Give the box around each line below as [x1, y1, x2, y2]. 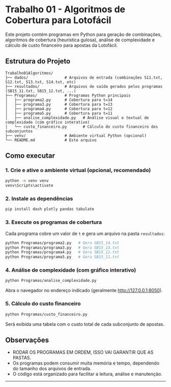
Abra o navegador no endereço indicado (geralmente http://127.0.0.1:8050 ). [5, 287, 163, 294]
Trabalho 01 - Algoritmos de [5, 4, 126, 15]
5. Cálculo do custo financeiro [5, 300, 81, 307]
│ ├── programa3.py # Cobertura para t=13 [5, 102, 113, 107]
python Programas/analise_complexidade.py [5, 278, 97, 283]
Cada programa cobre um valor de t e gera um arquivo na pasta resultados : [5, 230, 165, 236]
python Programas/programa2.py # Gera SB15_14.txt [5, 240, 120, 246]
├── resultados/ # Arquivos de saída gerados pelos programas [5, 84, 163, 89]
